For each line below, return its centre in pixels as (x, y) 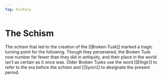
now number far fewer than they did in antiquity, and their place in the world (81, 57)
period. (12, 72)
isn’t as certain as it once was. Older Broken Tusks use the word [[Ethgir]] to (81, 62)
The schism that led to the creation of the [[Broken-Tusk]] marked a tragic (79, 47)
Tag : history (18, 9)
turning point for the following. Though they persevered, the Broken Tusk (78, 52)
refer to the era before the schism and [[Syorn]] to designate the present (78, 67)
